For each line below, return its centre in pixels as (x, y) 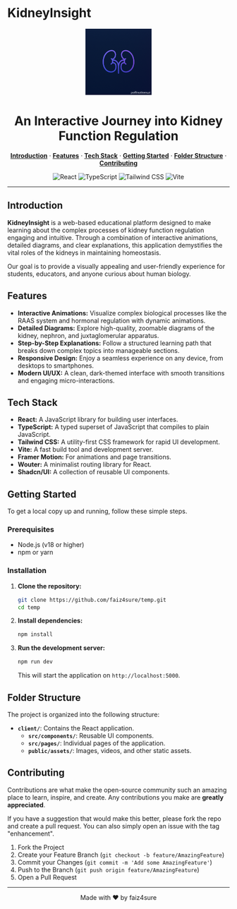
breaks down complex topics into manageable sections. (98, 350)
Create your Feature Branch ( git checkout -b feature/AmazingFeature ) (121, 855)
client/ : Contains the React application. (76, 728)
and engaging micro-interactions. (66, 380)
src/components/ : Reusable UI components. (91, 736)
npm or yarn (35, 553)
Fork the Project (41, 847)
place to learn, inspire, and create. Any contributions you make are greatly (116, 797)
